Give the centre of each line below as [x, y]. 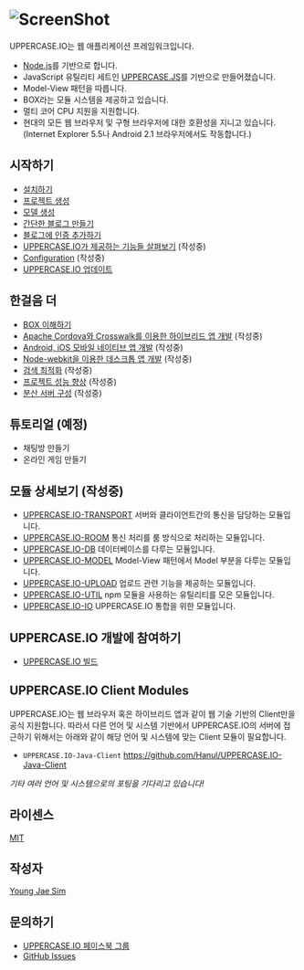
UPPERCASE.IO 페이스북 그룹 [76, 946]
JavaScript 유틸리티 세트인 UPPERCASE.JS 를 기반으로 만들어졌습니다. [149, 77]
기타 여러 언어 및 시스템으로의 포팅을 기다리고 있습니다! [107, 783]
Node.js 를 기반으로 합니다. [70, 65]
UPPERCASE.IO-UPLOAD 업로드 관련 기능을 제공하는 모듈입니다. [139, 584]
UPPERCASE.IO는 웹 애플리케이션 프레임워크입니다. [102, 46]
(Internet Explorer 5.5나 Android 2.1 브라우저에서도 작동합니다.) [137, 133]
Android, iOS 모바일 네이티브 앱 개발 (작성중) [103, 347]
